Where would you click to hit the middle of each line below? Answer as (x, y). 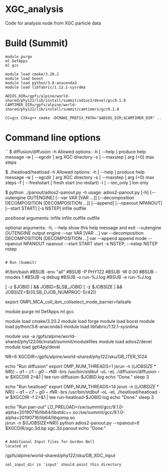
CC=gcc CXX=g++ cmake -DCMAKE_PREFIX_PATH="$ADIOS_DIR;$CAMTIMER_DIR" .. (83, 118)
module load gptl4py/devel (33, 347)
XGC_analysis (34, 9)
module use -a (20, 336)
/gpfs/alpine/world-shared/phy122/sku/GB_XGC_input (60, 455)
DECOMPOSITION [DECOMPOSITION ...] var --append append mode (76, 238)
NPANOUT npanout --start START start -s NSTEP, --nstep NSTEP (90, 243)
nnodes (13, 277)
